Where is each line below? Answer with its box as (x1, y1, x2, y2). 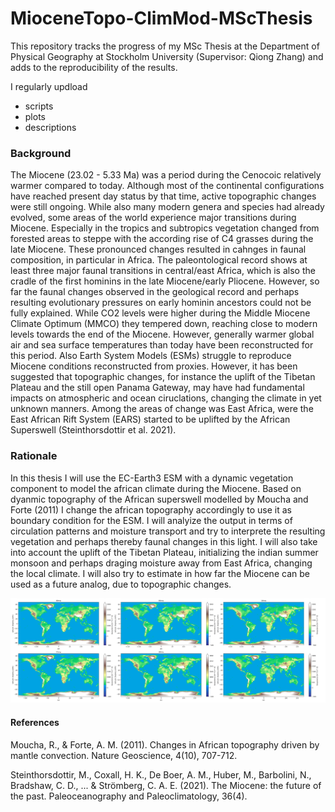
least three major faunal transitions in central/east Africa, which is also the (10, 265, 316, 277)
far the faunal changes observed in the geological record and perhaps (10, 286, 300, 298)
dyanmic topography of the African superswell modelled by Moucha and (10, 493, 309, 505)
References (10, 716, 60, 728)
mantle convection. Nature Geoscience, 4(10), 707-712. (10, 749, 238, 761)
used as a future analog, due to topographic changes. (10, 578, 232, 590)
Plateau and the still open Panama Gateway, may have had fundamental (10, 382, 305, 394)
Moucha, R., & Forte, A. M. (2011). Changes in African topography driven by (10, 738, 320, 751)
